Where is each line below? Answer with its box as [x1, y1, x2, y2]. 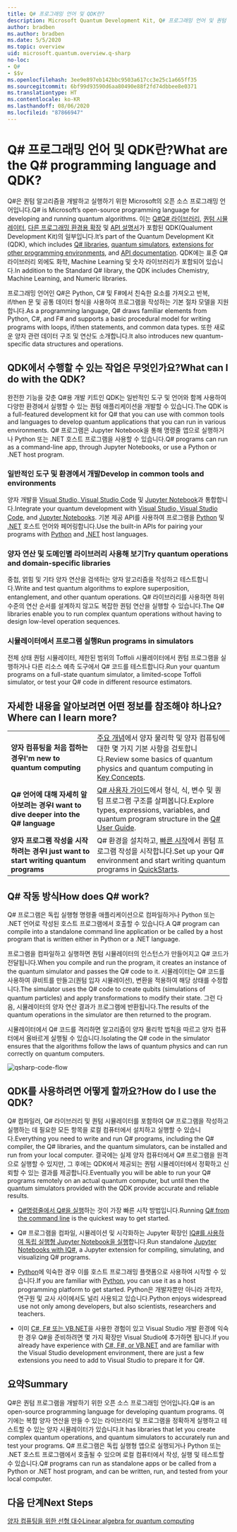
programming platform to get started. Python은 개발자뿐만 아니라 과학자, [17, 1285, 224, 1293]
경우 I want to [38, 801, 82, 811]
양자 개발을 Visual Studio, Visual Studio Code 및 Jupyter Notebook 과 [7, 495, 204, 503]
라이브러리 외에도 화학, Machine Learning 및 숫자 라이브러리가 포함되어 [7, 257, 205, 265]
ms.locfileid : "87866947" [7, 109, 83, 116]
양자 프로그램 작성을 [11, 836, 74, 846]
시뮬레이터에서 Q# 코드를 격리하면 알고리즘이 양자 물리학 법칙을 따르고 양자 [7, 1025, 214, 1034]
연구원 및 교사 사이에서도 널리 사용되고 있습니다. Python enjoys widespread [17, 1293, 227, 1303]
